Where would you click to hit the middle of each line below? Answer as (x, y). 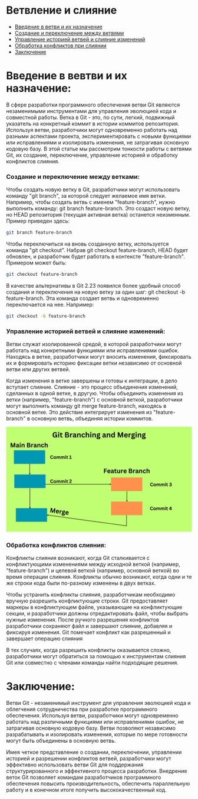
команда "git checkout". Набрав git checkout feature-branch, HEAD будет (97, 250)
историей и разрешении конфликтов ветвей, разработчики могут (89, 758)
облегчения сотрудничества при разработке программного (82, 709)
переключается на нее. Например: (50, 304)
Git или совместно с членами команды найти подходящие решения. (92, 662)
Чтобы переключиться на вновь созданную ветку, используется (88, 244)
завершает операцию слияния (44, 638)
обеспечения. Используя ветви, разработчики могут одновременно (92, 715)
